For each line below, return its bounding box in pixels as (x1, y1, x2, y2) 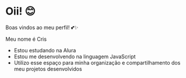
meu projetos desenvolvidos (13, 65, 82, 72)
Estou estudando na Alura (13, 47, 76, 54)
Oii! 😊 (5, 5, 36, 18)
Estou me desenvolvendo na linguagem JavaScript (13, 53, 136, 60)
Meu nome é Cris (5, 36, 47, 42)
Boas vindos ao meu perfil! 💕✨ (5, 24, 79, 31)
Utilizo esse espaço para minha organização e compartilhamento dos (13, 59, 181, 66)
